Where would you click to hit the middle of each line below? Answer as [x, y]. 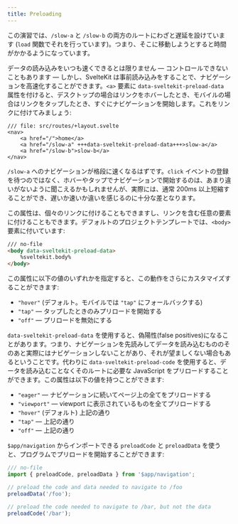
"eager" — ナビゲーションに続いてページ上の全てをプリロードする [114, 395]
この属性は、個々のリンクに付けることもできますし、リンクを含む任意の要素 [119, 213]
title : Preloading [34, 14]
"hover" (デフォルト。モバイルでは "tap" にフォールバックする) [110, 302]
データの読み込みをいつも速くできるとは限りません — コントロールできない [118, 68]
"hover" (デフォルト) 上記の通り [64, 412]
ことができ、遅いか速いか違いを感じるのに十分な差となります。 [106, 198]
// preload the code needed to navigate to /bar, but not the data [109, 507]
